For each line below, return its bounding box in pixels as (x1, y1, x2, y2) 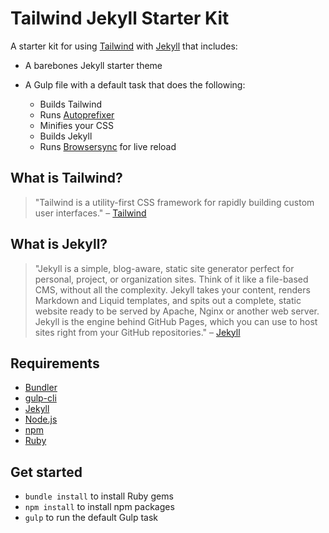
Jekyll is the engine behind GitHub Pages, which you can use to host (34, 315, 318, 327)
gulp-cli (24, 392, 57, 404)
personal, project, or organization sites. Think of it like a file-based (34, 273, 309, 285)
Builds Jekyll (39, 130, 93, 142)
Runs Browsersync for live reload (39, 140, 177, 152)
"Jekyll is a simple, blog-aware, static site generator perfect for (34, 262, 295, 274)
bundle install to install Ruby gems (24, 490, 174, 502)
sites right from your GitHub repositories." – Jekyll (34, 326, 241, 338)
